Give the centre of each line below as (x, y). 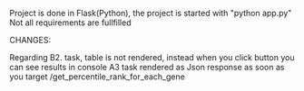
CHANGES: (30, 40)
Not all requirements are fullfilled (70, 23)
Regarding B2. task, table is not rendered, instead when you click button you (152, 57)
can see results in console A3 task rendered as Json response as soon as (147, 67)
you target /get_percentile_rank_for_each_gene (98, 77)
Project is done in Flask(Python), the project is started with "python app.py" (151, 13)
